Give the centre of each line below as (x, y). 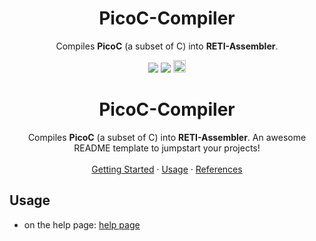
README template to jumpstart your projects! (167, 148)
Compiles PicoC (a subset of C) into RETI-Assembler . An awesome (167, 137)
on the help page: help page (82, 224)
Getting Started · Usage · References (167, 169)
